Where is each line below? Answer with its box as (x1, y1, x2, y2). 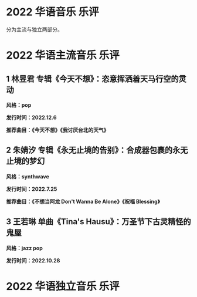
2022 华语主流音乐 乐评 (6, 49, 120, 62)
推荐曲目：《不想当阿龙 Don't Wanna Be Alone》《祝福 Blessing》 (6, 198, 160, 205)
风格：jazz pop (6, 244, 43, 251)
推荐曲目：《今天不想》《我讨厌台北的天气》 (6, 126, 109, 133)
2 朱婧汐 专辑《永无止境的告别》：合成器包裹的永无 (6, 145, 188, 156)
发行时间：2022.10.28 (6, 256, 60, 264)
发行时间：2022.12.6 (6, 114, 57, 121)
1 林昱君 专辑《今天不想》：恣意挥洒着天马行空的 (6, 74, 179, 84)
